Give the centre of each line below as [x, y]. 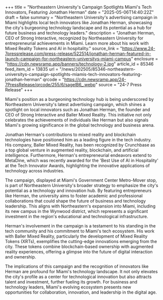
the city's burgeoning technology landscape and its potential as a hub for [78, 28]
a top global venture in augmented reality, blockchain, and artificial [72, 150]
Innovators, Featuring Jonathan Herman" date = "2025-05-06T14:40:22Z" [80, 12]
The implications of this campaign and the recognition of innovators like [77, 266]
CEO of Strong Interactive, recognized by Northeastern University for [74, 38]
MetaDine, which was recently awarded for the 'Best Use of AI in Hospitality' [82, 160]
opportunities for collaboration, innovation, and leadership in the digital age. [81, 292]
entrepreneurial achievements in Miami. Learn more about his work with [77, 43]
